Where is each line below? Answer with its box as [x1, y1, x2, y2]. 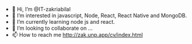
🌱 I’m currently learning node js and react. [11, 18, 115, 25]
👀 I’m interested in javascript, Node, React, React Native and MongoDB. [11, 12, 187, 19]
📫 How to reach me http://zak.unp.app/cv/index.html [11, 32, 143, 38]
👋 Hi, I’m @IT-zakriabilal [11, 6, 71, 12]
